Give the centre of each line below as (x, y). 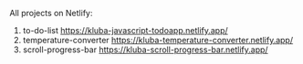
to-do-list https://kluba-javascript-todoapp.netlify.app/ (125, 30)
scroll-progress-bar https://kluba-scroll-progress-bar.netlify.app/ (145, 50)
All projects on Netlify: (51, 13)
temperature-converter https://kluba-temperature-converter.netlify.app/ (158, 40)
